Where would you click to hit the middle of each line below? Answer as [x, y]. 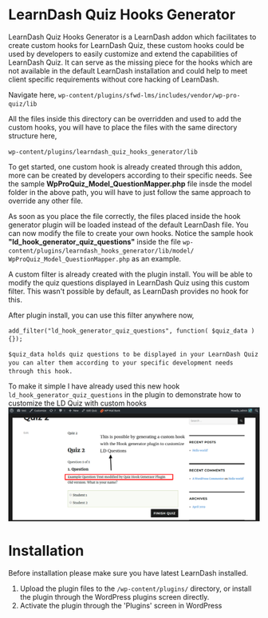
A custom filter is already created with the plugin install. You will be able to [130, 274]
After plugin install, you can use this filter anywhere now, [101, 315]
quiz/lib [23, 104]
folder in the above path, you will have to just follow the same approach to [130, 192]
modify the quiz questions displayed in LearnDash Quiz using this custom [129, 282]
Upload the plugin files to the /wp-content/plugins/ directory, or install [136, 588]
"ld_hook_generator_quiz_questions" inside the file [95, 241]
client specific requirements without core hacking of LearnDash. [114, 79]
